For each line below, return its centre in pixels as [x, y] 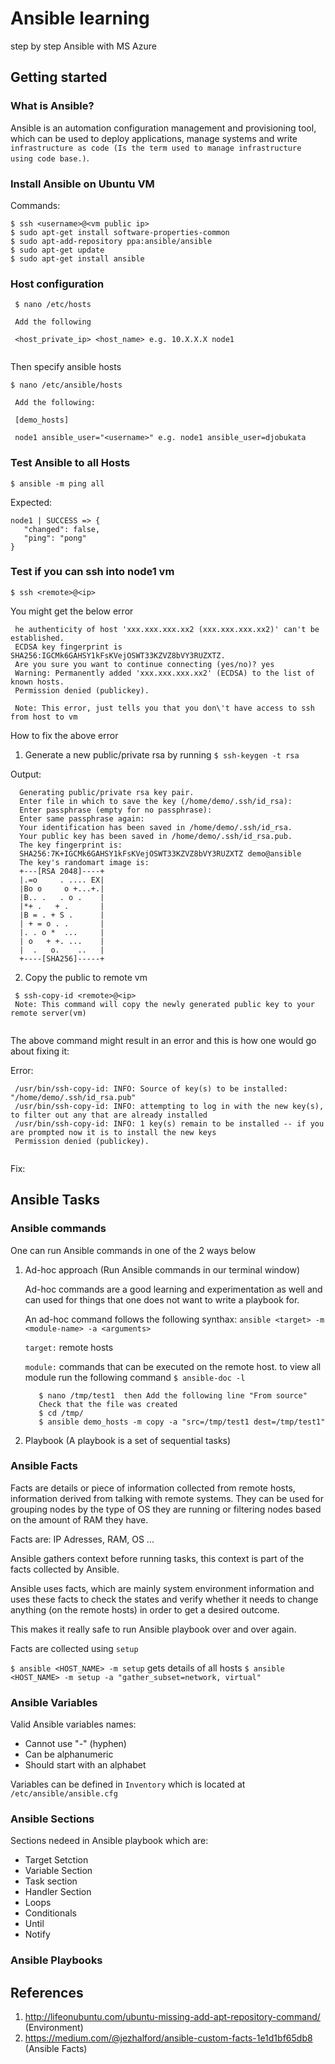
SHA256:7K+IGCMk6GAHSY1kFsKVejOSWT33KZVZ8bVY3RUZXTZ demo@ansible [160, 853]
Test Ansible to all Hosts [70, 463]
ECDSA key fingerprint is [68, 647]
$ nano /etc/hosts [53, 305]
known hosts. [37, 682]
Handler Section [58, 1892]
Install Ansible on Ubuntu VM [82, 184]
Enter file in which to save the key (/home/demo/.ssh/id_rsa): [156, 801]
